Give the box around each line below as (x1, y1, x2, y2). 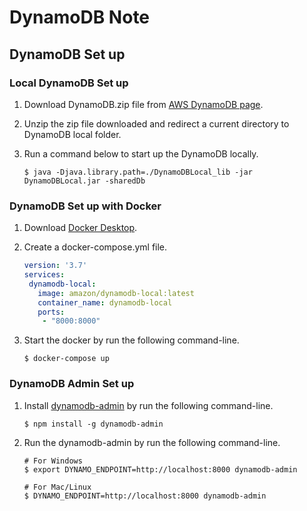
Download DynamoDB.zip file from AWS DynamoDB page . (23, 98, 264, 110)
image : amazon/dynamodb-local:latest (37, 288, 195, 298)
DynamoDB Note (9, 6, 151, 29)
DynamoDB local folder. (23, 128, 122, 140)
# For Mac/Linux (23, 482, 92, 492)
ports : (37, 307, 66, 317)
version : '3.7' (23, 261, 88, 271)
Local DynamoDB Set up (9, 76, 129, 90)
